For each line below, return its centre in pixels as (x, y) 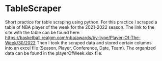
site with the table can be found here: (43, 32)
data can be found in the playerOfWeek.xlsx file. (54, 53)
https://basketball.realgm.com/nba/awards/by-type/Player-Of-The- (73, 38)
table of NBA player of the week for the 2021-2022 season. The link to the (80, 27)
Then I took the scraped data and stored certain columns (94, 42)
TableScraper (33, 9)
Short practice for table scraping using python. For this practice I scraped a (81, 22)
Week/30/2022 (20, 42)
